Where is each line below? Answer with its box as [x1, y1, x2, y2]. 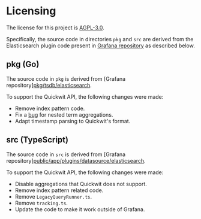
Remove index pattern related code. [14, 187, 104, 194]
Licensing [6, 4, 56, 18]
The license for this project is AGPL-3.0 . [6, 24, 104, 31]
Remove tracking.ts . [14, 199, 68, 206]
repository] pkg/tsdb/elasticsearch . [6, 81, 92, 89]
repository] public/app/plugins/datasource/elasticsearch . [6, 157, 146, 164]
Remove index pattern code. [14, 105, 85, 112]
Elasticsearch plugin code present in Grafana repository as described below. [6, 42, 195, 49]
